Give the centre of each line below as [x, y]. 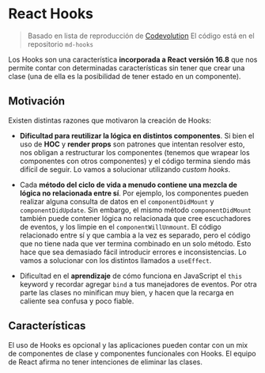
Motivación [37, 101]
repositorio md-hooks [60, 44]
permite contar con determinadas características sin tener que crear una [127, 67]
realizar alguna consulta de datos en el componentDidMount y [117, 201]
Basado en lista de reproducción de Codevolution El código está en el [141, 36]
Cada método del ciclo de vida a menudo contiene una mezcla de [128, 185]
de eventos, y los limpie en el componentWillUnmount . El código [120, 226]
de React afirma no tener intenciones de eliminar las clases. [106, 362]
